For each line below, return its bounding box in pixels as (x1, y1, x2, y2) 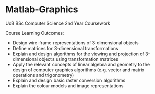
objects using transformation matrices (39, 56, 119, 62)
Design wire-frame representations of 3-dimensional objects (12, 39, 139, 46)
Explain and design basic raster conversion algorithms (12, 77, 126, 83)
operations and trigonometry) (12, 72, 74, 78)
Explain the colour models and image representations (12, 82, 124, 89)
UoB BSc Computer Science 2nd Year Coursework (5, 20, 110, 26)
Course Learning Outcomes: (5, 30, 64, 36)
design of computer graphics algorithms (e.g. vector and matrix (12, 67, 145, 73)
